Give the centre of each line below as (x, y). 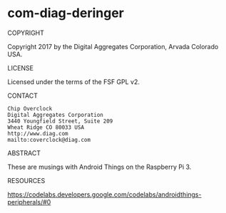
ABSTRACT (24, 153)
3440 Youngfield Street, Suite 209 (60, 121)
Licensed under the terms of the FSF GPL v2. (74, 82)
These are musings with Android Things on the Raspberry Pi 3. (99, 167)
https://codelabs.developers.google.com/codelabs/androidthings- (104, 194)
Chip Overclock (30, 108)
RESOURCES (26, 180)
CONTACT (22, 95)
